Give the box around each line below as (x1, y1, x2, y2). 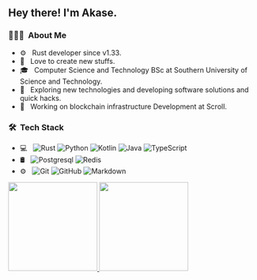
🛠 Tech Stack (8, 121, 65, 133)
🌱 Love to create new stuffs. (19, 56, 115, 65)
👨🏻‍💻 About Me (8, 30, 67, 41)
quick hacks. (19, 93, 62, 103)
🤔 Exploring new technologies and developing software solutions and (19, 84, 249, 94)
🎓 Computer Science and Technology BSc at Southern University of (19, 65, 248, 74)
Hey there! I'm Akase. (8, 6, 117, 20)
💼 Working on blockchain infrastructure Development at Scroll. (19, 102, 228, 111)
